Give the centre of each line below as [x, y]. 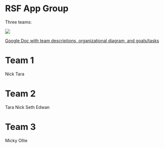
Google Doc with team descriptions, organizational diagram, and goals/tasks [82, 41]
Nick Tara [15, 74]
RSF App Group [37, 9]
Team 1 [20, 60]
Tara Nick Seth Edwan [27, 107]
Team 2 [20, 94]
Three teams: [18, 22]
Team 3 [20, 127]
